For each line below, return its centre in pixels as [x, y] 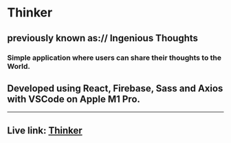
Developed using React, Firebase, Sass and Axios [115, 88]
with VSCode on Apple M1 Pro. [74, 99]
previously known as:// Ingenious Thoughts [102, 38]
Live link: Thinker [45, 130]
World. [19, 66]
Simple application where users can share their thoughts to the [114, 58]
